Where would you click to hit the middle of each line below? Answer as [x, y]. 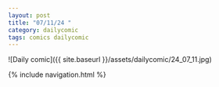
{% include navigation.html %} [57, 74]
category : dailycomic [43, 30]
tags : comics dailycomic [48, 37]
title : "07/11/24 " [40, 23]
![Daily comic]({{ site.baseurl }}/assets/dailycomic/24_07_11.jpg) [110, 60]
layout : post [29, 15]
